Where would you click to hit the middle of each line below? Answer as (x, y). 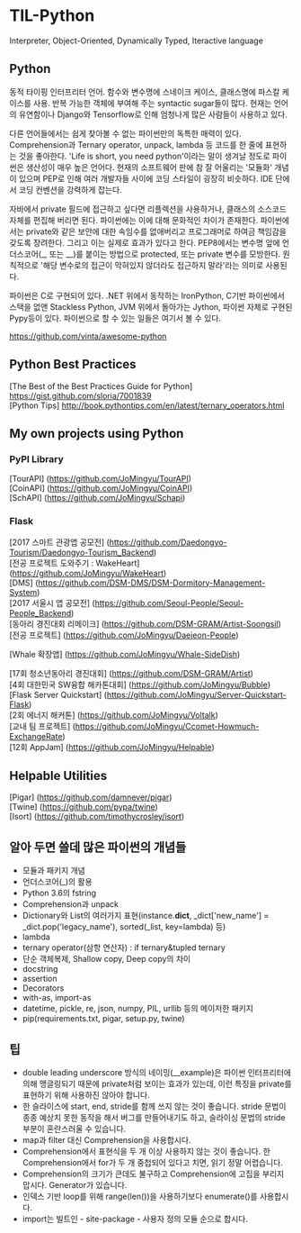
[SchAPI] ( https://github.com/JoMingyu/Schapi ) (97, 498)
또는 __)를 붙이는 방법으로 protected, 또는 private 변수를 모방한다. (165, 254)
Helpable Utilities (58, 775)
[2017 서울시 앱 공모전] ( (53, 603)
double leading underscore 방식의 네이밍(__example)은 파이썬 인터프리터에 (157, 1072)
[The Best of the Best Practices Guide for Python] (101, 386)
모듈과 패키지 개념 (53, 871)
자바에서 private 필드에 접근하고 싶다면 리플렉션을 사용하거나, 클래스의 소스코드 (148, 209)
